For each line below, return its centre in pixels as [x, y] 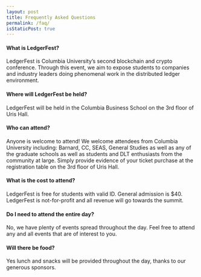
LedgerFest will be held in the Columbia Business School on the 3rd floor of [100, 107]
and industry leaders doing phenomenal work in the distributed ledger [93, 74]
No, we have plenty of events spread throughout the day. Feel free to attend [101, 228]
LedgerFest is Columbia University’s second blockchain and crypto [89, 61]
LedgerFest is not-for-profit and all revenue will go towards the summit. [95, 201]
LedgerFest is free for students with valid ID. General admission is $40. [94, 194]
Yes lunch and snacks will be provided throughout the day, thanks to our [96, 261]
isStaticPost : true [31, 29]
